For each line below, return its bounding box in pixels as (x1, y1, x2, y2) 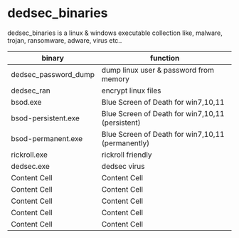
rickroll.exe (11, 150, 48, 160)
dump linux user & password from (101, 65, 215, 75)
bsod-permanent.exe (11, 133, 83, 143)
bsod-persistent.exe (11, 113, 80, 123)
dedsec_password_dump (11, 69, 95, 79)
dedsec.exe (11, 161, 50, 171)
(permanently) (101, 138, 150, 148)
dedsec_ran (11, 86, 51, 95)
